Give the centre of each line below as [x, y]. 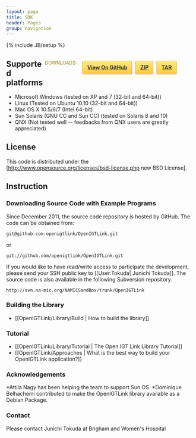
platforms [25, 82]
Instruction [27, 187]
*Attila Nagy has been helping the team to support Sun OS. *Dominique [94, 387]
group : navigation [29, 28]
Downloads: [61, 63]
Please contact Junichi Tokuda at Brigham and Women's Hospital [86, 428]
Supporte [24, 64]
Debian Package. [27, 400]
